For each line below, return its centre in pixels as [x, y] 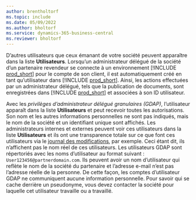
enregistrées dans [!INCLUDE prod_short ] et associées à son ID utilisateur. [96, 92]
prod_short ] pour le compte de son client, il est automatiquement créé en [94, 74]
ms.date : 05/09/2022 [31, 22]
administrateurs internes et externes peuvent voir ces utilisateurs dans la [94, 129]
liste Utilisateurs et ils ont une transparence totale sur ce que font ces [91, 135]
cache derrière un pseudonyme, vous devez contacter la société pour [90, 185]
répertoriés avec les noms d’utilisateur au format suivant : [75, 154]
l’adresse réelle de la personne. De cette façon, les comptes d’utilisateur [93, 172]
